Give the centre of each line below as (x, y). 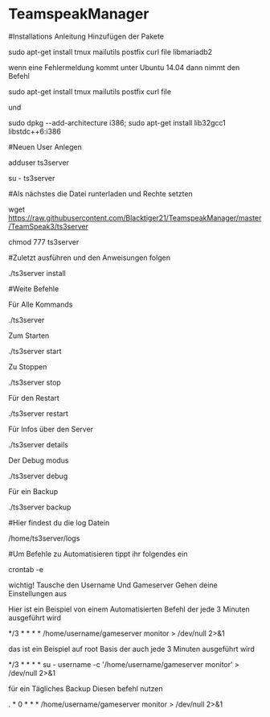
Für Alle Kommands (41, 304)
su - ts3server (32, 178)
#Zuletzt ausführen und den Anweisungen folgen (90, 258)
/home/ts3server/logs (44, 538)
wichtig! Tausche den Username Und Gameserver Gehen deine (113, 585)
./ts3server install (37, 273)
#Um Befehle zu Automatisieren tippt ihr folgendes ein (98, 554)
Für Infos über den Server (51, 429)
